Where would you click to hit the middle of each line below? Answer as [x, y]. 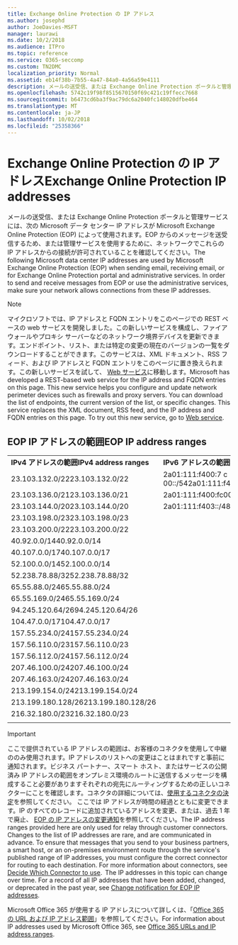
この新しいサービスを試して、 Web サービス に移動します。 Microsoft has [124, 372]
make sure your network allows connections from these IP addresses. [109, 291]
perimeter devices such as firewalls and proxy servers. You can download [115, 395]
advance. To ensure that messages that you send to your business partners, [119, 843]
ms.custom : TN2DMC [34, 67]
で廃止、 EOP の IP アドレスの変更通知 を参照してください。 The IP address [116, 820]
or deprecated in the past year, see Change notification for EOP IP [104, 888]
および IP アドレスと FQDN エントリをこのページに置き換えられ [124, 363]
